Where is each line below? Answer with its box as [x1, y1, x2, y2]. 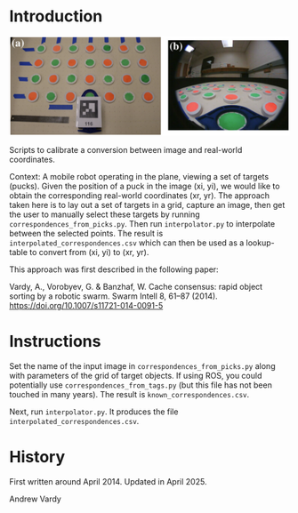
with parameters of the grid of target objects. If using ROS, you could [9, 371, 262, 381]
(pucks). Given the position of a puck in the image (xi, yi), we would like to [9, 180, 280, 192]
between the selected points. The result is [9, 228, 164, 239]
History [9, 447, 66, 468]
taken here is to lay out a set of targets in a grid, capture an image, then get [9, 200, 286, 211]
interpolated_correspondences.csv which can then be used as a [9, 237, 245, 248]
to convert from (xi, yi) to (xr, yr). [29, 247, 149, 258]
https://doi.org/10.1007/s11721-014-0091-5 [9, 301, 164, 311]
